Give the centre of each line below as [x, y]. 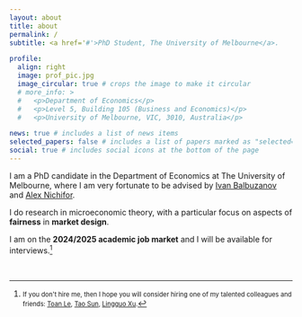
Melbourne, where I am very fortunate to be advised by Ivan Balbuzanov [143, 185]
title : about [34, 26]
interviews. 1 [31, 250]
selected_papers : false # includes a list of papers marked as [130, 142]
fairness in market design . [59, 222]
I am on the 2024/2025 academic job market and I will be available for [141, 239]
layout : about [36, 18]
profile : [26, 59]
